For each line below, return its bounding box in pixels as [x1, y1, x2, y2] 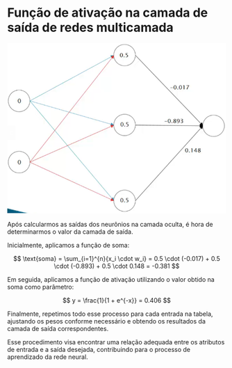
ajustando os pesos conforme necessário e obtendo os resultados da [7, 317, 206, 325]
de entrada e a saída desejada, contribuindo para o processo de [7, 345, 191, 353]
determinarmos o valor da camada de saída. [7, 227, 133, 236]
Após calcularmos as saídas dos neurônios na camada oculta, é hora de [7, 220, 213, 228]
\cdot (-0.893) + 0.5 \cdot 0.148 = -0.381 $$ [53, 262, 180, 270]
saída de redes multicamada [7, 19, 174, 35]
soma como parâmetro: [7, 282, 74, 291]
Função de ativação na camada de [7, 5, 208, 21]
